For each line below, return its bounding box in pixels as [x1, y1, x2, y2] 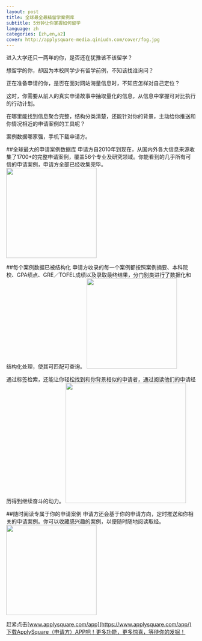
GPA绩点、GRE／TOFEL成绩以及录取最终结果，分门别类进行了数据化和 [16, 271, 191, 278]
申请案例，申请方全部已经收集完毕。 [16, 161, 106, 168]
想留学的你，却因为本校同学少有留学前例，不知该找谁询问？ [6, 67, 154, 74]
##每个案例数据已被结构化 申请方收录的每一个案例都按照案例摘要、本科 [6, 264, 183, 271]
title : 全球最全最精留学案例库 [6, 14, 75, 20]
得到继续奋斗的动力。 [11, 497, 64, 505]
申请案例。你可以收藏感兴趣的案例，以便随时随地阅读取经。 [16, 518, 164, 525]
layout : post [6, 8, 39, 15]
